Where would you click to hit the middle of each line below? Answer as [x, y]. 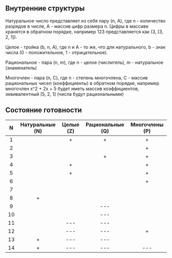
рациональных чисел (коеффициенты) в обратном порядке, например [82, 83]
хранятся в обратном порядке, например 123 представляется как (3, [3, [84, 31]
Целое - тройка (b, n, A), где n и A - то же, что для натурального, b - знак [85, 47]
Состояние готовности [44, 110]
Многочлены [147, 124]
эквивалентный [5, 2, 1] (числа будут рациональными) [64, 94]
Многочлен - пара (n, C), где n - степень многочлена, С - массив [77, 78]
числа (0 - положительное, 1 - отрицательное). [57, 52]
